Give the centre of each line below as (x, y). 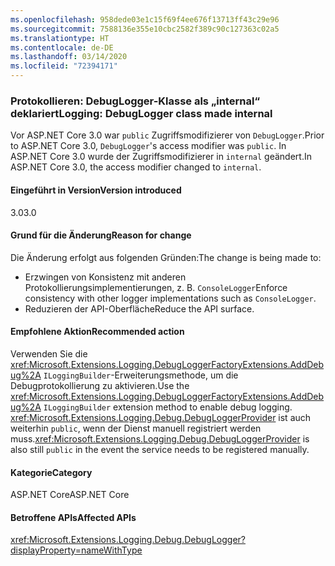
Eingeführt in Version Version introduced (96, 190)
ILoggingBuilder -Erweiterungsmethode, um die (141, 375)
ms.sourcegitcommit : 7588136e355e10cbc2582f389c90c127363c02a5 (145, 29)
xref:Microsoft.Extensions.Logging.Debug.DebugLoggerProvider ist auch (161, 417)
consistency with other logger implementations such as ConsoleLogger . (170, 298)
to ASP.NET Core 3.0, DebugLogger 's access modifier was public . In (148, 146)
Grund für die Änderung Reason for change (101, 235)
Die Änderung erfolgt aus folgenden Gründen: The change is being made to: (166, 257)
